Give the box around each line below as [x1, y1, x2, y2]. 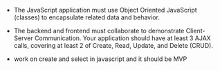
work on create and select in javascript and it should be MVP [13, 55, 187, 63]
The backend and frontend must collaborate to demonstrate [13, 27, 185, 35]
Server [13, 34, 33, 42]
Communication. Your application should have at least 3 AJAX [34, 34, 211, 42]
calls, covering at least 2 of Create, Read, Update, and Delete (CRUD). [13, 42, 213, 49]
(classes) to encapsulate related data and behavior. [13, 13, 161, 21]
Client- [185, 27, 205, 35]
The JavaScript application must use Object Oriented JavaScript [13, 6, 197, 14]
